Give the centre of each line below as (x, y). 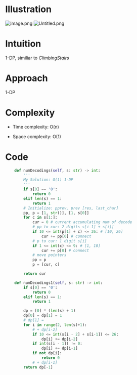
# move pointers (49, 255)
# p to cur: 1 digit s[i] (59, 241)
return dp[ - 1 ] (38, 367)
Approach (27, 78)
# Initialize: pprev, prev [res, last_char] (71, 208)
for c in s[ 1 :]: (40, 218)
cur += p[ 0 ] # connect (65, 251)
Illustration (29, 9)
